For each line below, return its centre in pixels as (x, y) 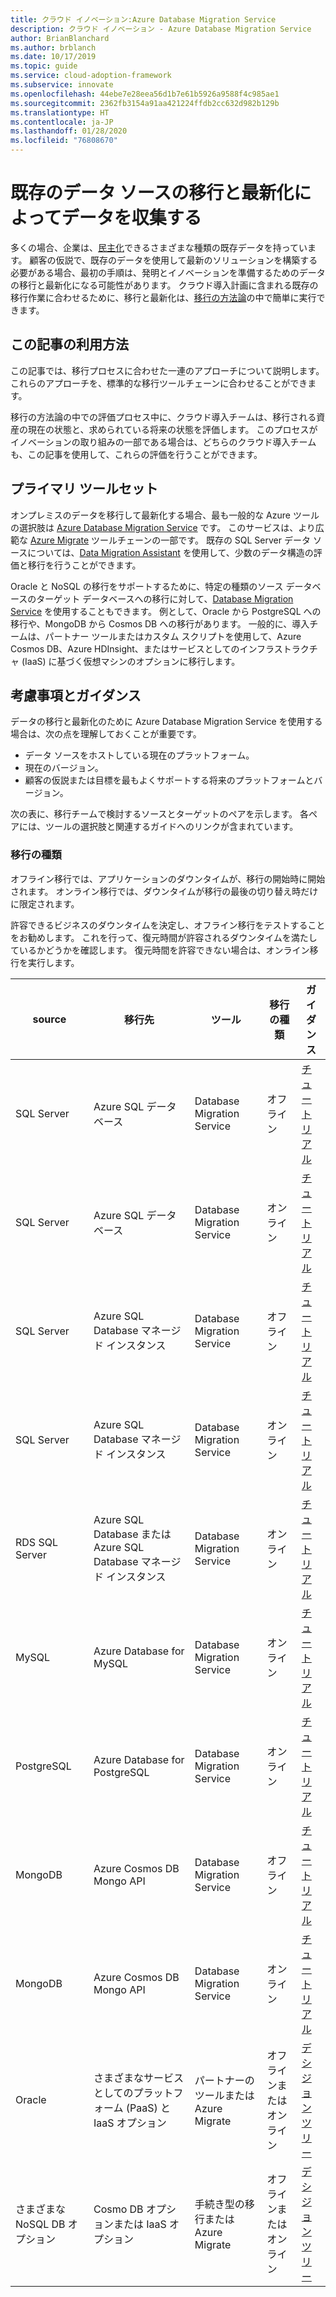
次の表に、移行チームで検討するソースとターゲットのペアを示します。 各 (159, 814)
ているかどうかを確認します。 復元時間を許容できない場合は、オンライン (160, 950)
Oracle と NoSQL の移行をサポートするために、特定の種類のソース (147, 586)
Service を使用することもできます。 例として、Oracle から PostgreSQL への (166, 611)
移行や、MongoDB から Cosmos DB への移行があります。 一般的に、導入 (160, 623)
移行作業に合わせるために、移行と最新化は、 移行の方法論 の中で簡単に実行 (163, 297)
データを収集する (131, 218)
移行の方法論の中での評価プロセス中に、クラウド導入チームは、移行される (163, 417)
